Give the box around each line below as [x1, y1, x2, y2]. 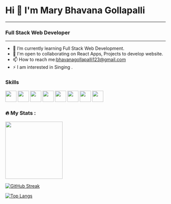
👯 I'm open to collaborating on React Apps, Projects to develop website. [12, 51, 163, 57]
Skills [5, 79, 19, 86]
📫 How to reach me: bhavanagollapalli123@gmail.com [12, 56, 126, 63]
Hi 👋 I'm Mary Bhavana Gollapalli [5, 5, 145, 16]
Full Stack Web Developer [5, 29, 70, 36]
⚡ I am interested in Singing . [12, 64, 73, 70]
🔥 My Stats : [5, 109, 36, 116]
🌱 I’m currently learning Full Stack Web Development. [12, 45, 125, 51]
